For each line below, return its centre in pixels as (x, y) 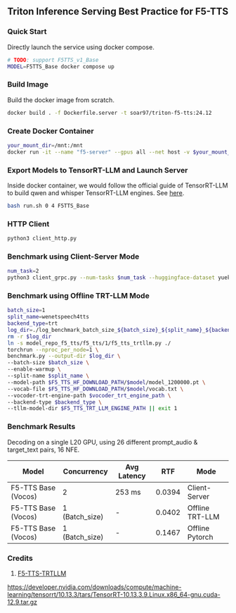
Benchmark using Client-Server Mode (73, 256)
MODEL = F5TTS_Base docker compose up (61, 66)
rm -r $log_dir (29, 336)
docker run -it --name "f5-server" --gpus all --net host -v (99, 152)
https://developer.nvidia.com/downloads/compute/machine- (94, 587)
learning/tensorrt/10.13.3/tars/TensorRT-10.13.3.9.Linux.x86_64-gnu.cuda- (114, 594)
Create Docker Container (51, 131)
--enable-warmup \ (34, 369)
